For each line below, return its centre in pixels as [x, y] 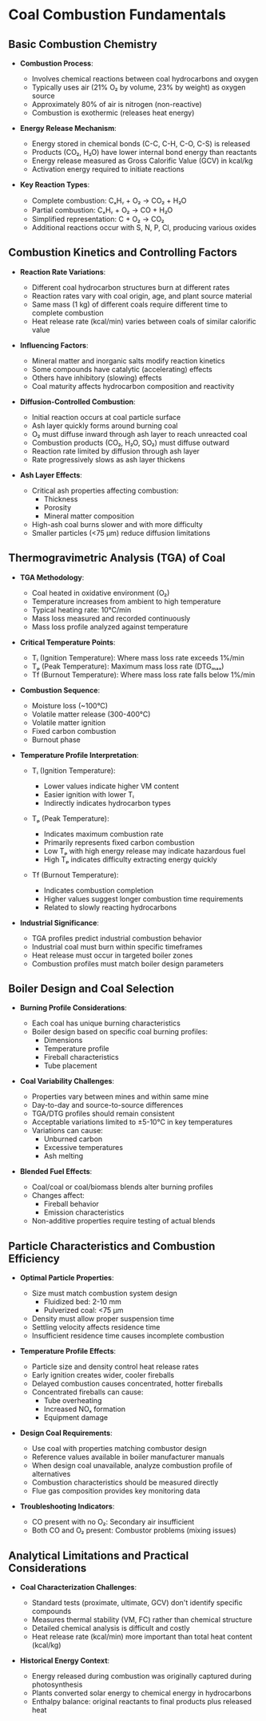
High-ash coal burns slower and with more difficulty [117, 524]
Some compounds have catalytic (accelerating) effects [122, 369]
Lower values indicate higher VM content [111, 786]
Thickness [61, 499]
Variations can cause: [67, 1131]
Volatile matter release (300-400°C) [91, 714]
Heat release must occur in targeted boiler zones [112, 955]
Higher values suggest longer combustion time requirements [143, 898]
